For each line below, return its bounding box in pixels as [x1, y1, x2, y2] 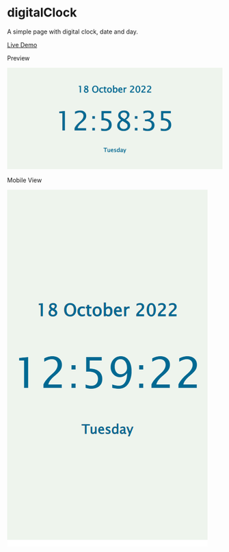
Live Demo [7, 40, 38, 49]
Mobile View [7, 176, 42, 184]
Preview [7, 53, 30, 62]
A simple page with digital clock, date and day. [7, 27, 138, 36]
